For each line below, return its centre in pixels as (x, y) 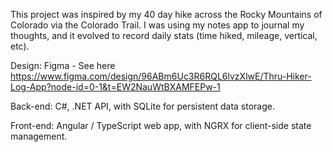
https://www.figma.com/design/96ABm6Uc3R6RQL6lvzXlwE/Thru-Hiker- (161, 76)
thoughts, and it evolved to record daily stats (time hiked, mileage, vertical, (164, 35)
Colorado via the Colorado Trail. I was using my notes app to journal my (157, 25)
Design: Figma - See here (63, 65)
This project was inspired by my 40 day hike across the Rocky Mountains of (166, 14)
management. (39, 136)
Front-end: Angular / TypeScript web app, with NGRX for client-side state (161, 125)
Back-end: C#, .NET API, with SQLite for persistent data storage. (142, 106)
